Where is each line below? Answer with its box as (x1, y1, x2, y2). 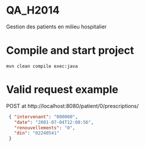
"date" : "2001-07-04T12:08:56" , (14, 119, 94, 125)
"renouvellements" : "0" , (14, 125, 76, 130)
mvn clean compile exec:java (6, 63, 78, 69)
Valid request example (6, 83, 118, 96)
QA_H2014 (6, 4, 60, 17)
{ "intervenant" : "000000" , (8, 113, 78, 120)
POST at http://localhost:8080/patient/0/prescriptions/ (6, 102, 139, 109)
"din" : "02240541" (14, 130, 60, 136)
